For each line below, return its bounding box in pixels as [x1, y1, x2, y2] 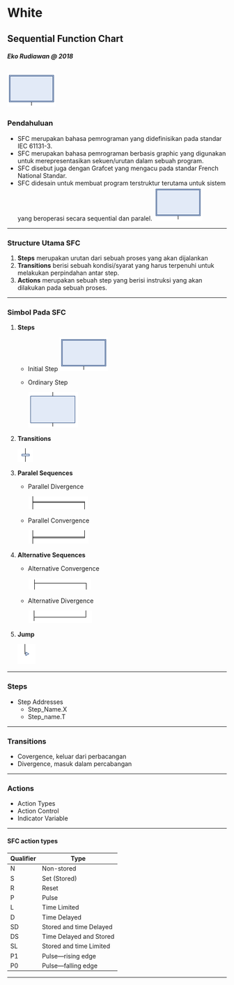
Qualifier [10, 855, 36, 863]
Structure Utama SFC [7, 238, 81, 248]
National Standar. [17, 171, 68, 179]
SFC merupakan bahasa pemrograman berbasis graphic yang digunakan [17, 149, 226, 158]
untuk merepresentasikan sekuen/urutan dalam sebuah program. [17, 156, 204, 165]
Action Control [17, 807, 59, 815]
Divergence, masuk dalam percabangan [17, 760, 132, 768]
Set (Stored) [41, 874, 77, 882]
